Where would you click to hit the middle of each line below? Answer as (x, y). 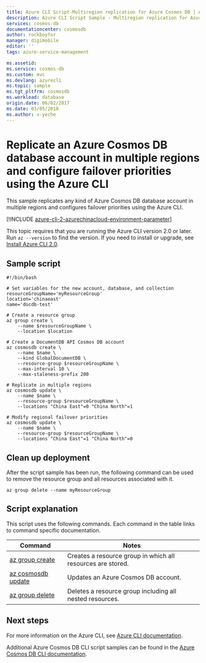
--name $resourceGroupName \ (55, 326)
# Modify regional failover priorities (57, 417)
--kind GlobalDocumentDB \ (52, 359)
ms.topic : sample (29, 86)
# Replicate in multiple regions (49, 385)
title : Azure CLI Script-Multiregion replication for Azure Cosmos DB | (101, 12)
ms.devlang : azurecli (34, 80)
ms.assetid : (21, 63)
